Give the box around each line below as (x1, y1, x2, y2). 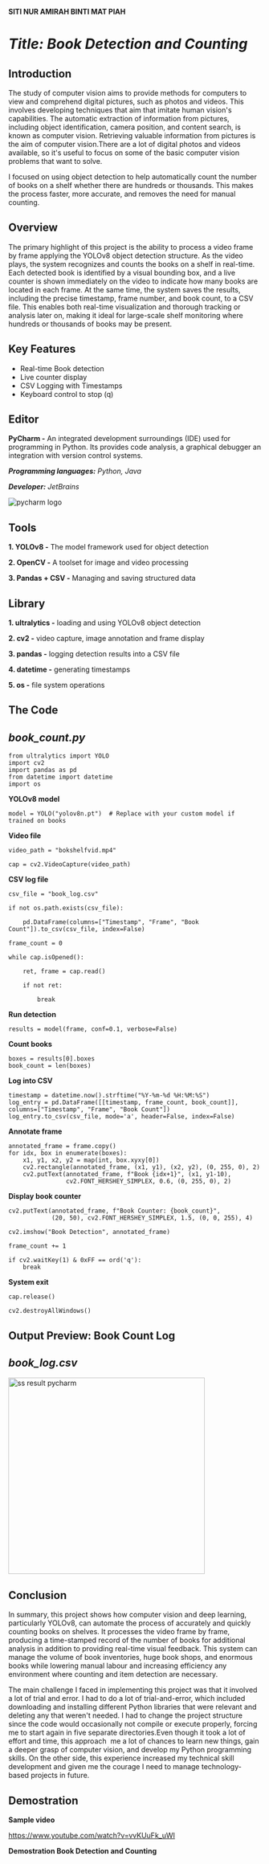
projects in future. (31, 1771, 90, 1780)
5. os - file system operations (8, 681, 105, 690)
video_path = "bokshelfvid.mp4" (8, 847, 116, 855)
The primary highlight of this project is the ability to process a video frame (8, 242, 254, 251)
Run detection (8, 1010, 56, 1020)
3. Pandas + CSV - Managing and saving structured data (8, 574, 196, 583)
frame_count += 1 (8, 1242, 67, 1250)
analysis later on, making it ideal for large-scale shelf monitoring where (8, 310, 243, 320)
